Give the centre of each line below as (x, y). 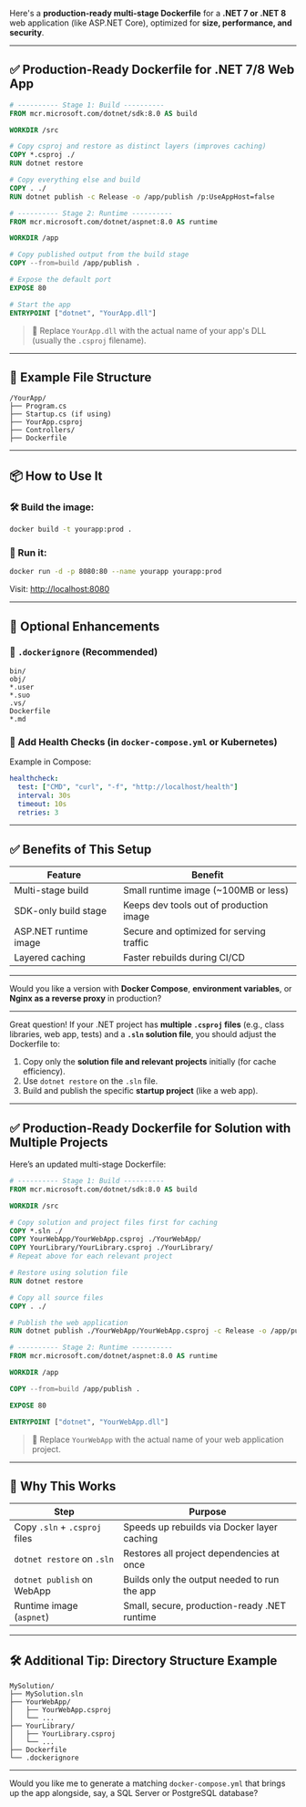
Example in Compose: (51, 762)
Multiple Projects (59, 1142)
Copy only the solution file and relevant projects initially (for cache (149, 1062)
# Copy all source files (56, 1298)
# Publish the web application (69, 1323)
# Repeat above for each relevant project (91, 1257)
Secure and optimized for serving (194, 931)
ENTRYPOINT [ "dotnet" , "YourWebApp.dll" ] (89, 1422)
